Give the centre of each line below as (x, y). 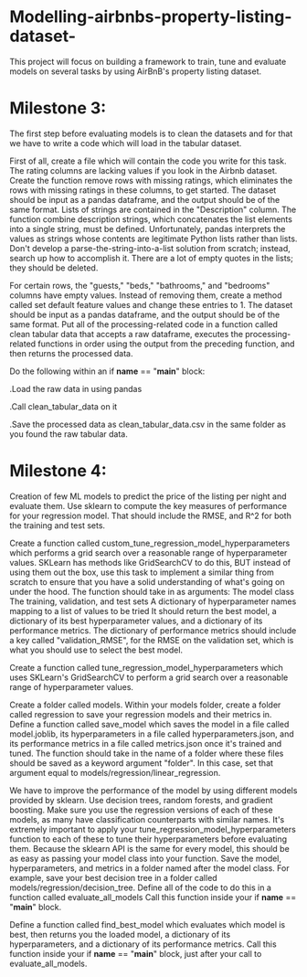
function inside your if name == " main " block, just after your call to (136, 953)
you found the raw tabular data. (69, 434)
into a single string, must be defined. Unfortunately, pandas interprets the (148, 228)
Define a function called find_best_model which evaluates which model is (148, 924)
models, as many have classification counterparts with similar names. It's (147, 819)
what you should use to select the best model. (96, 650)
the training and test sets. (58, 525)
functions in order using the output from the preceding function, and (166, 344)
